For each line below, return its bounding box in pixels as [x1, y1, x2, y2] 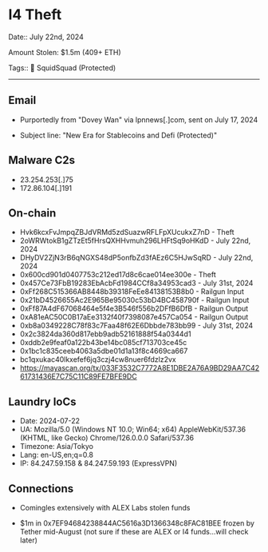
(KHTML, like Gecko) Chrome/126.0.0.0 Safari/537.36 [19, 433, 195, 443]
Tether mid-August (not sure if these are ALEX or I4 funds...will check [19, 527, 249, 536]
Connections [8, 482, 74, 495]
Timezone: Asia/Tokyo [19, 442, 94, 451]
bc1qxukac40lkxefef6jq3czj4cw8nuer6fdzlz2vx [19, 355, 177, 364]
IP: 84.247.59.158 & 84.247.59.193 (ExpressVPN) [19, 459, 178, 468]
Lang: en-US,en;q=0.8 [19, 450, 94, 460]
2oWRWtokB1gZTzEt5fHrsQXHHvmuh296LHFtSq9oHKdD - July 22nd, [19, 236, 251, 245]
